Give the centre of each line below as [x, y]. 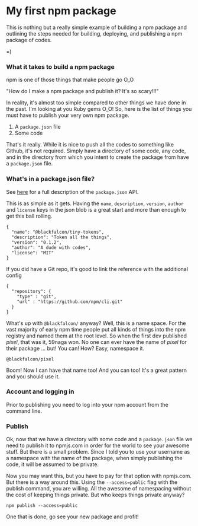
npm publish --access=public [42, 506]
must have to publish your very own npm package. [68, 115]
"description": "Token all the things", [62, 237]
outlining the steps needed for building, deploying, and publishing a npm [94, 33]
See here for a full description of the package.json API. [72, 192]
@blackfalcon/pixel [30, 359]
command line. [24, 411]
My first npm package [61, 11]
